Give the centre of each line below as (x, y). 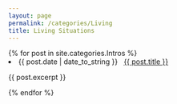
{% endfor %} (31, 93)
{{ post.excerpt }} (37, 78)
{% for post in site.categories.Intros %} (73, 54)
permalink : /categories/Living (60, 23)
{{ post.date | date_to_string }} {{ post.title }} (94, 62)
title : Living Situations (51, 30)
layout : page (30, 16)
